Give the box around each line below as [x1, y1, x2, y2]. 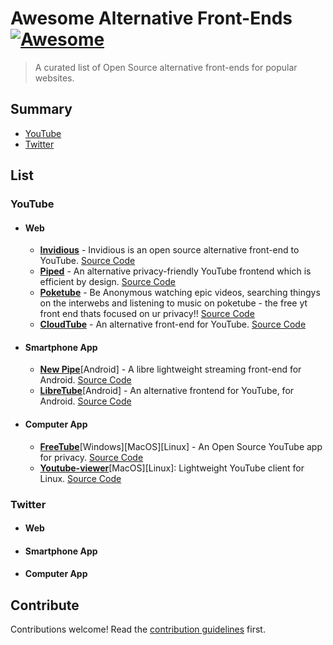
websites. [34, 72, 75, 84]
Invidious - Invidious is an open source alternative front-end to [39, 244, 300, 256]
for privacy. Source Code [39, 451, 144, 463]
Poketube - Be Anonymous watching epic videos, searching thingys [39, 287, 321, 299]
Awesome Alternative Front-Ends [10, 7, 293, 30]
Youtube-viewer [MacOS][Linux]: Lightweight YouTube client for [39, 462, 305, 474]
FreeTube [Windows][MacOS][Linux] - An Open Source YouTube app [39, 440, 323, 452]
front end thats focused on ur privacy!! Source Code [39, 308, 255, 320]
